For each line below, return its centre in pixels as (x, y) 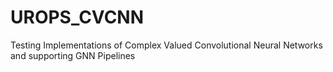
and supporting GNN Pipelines (73, 55)
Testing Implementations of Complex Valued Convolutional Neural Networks (166, 45)
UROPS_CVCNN (77, 17)
